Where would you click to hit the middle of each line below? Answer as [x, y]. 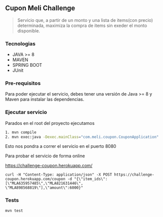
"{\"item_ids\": [91, 179]
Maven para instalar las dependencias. [45, 100]
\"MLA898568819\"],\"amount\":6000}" [44, 188]
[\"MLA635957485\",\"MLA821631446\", [44, 184]
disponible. [29, 31]
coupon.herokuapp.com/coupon [35, 179]
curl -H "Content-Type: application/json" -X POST [59, 175]
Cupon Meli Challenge [40, 8]
